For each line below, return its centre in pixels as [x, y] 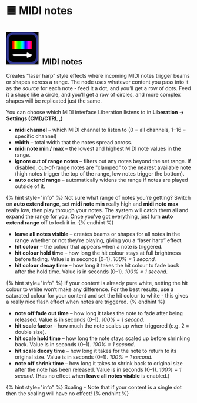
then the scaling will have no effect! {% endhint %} [68, 394]
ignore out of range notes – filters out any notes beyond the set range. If [103, 161]
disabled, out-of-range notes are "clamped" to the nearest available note [103, 167]
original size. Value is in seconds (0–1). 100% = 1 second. [84, 357]
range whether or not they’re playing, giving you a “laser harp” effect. [99, 240]
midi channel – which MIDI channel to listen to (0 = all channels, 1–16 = [100, 130]
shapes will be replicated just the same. [54, 101]
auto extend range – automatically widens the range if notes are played [101, 180]
